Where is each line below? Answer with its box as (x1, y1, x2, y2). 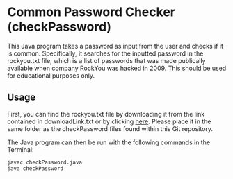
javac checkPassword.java (7, 159, 82, 166)
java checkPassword (7, 164, 64, 172)
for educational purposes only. (7, 71, 95, 80)
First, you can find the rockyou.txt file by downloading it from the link (7, 110, 205, 118)
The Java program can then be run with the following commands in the (7, 138, 211, 146)
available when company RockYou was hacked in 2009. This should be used (7, 64, 227, 72)
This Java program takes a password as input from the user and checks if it (7, 42, 224, 50)
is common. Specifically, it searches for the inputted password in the (7, 49, 204, 58)
